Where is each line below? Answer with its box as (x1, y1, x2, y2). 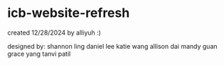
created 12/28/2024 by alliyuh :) (7, 28, 102, 37)
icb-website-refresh (7, 5, 130, 21)
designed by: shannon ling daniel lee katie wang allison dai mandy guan (7, 42, 218, 50)
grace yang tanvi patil (7, 49, 71, 58)
